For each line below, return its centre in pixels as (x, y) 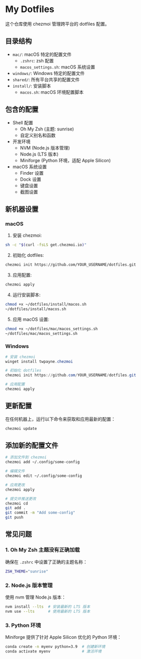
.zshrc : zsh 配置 (37, 60)
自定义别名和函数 (38, 135)
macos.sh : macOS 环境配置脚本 (52, 92)
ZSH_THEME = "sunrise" (27, 571)
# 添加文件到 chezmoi (26, 457)
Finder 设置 (32, 173)
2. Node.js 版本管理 (29, 585)
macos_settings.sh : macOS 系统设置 (58, 67)
